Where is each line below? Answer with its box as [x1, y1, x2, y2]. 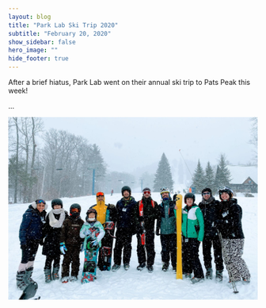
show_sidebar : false [8, 38, 77, 46]
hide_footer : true [8, 55, 69, 63]
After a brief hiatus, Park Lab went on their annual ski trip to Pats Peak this [8, 78, 251, 87]
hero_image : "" [8, 46, 59, 55]
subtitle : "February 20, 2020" [8, 29, 112, 37]
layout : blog [8, 13, 51, 21]
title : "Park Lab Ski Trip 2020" [8, 21, 119, 29]
